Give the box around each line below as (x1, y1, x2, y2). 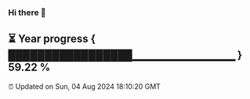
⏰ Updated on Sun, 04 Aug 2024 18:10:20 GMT (8, 82, 161, 91)
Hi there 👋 (8, 7, 47, 18)
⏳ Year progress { (8, 32, 96, 46)
